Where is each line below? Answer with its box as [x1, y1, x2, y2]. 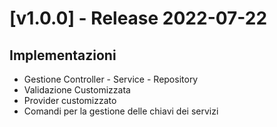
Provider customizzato [23, 95, 117, 106]
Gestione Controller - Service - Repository [23, 73, 199, 85]
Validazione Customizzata [23, 84, 131, 96]
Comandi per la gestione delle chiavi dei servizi [23, 105, 219, 117]
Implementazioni [9, 47, 117, 64]
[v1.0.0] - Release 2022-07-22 [9, 7, 268, 30]
